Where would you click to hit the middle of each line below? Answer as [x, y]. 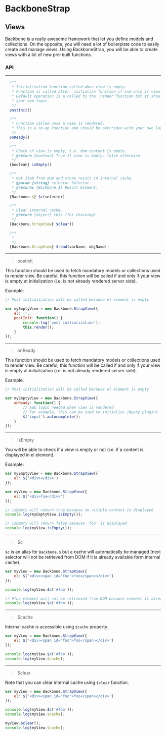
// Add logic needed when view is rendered [68, 407]
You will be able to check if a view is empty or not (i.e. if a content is [74, 450]
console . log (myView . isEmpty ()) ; [38, 528]
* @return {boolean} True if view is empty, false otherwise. [77, 156]
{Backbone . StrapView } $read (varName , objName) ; [60, 247]
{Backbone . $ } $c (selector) [37, 197]
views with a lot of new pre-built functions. [49, 55]
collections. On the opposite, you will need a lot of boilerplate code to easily [82, 44]
